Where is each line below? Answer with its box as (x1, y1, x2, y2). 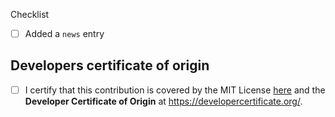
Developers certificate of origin (10, 57, 210, 74)
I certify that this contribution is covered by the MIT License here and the (24, 84, 326, 96)
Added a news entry (24, 28, 105, 39)
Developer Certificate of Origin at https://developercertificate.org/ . (24, 95, 303, 107)
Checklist (10, 9, 50, 20)
